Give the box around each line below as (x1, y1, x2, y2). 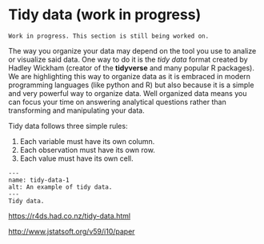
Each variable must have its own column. (19, 136, 155, 146)
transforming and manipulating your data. (8, 106, 146, 115)
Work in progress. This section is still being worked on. (8, 32, 210, 40)
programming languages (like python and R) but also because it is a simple (8, 80, 254, 90)
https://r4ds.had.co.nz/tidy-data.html (8, 210, 130, 221)
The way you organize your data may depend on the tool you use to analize (8, 46, 257, 55)
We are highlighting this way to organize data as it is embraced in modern (8, 71, 250, 81)
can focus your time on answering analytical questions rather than (8, 97, 226, 106)
